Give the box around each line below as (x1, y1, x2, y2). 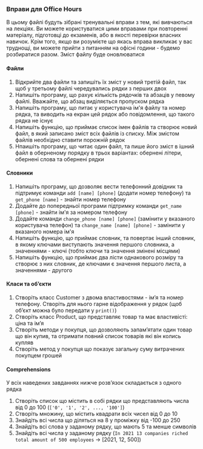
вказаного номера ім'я (15, 228, 75, 235)
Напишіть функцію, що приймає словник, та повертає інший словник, (15, 234, 196, 241)
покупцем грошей (15, 351, 62, 359)
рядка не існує (15, 117, 53, 124)
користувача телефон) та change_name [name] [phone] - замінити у (15, 221, 185, 228)
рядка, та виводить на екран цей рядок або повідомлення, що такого (15, 110, 195, 118)
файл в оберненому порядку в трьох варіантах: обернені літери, (15, 149, 182, 156)
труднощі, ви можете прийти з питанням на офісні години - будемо (6, 44, 181, 52)
